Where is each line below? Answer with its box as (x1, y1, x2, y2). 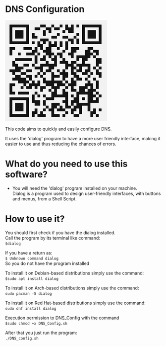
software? (5, 169, 48, 180)
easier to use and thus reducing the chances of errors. (5, 141, 116, 147)
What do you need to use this (5, 158, 128, 170)
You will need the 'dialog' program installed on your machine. (12, 185, 138, 191)
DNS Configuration (5, 3, 85, 15)
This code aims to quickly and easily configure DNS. (5, 126, 112, 132)
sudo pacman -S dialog (5, 291, 52, 296)
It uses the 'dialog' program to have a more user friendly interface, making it (5, 135, 161, 141)
